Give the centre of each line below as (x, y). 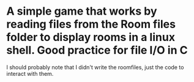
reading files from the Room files (91, 24)
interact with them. (30, 73)
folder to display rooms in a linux (91, 37)
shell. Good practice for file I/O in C (97, 50)
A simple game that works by (82, 11)
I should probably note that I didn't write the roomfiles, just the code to (95, 67)
